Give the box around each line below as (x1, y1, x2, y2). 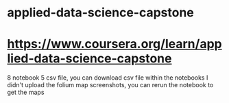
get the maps (7, 88, 45, 97)
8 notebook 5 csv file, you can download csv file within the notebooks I (7, 73, 208, 82)
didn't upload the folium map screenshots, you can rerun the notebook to (7, 81, 214, 89)
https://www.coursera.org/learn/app (7, 36, 222, 52)
